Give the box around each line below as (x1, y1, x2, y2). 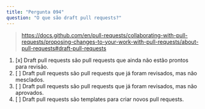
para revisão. (15, 62, 49, 70)
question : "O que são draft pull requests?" (6, 15, 122, 21)
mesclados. (15, 76, 45, 83)
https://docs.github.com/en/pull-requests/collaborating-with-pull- (21, 31, 188, 39)
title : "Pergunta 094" (6, 9, 64, 15)
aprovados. (15, 89, 44, 96)
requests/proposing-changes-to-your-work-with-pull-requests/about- (21, 38, 199, 45)
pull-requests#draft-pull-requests (21, 44, 106, 52)
